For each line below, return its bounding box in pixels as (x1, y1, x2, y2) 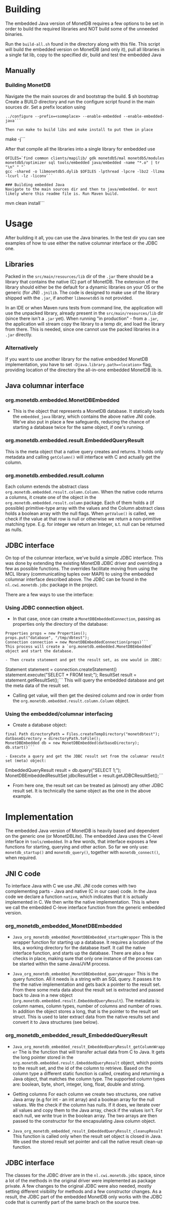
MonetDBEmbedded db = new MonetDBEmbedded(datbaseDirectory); (5, 740, 140, 746)
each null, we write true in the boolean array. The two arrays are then (12, 1112, 157, 1119)
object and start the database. (5, 649, 74, 654)
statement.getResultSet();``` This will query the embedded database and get (5, 677, 164, 683)
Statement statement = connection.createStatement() (5, 666, 117, 672)
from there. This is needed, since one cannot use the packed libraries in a (5, 326, 159, 333)
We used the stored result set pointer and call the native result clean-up (12, 1138, 163, 1145)
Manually (5, 66, 36, 75)
